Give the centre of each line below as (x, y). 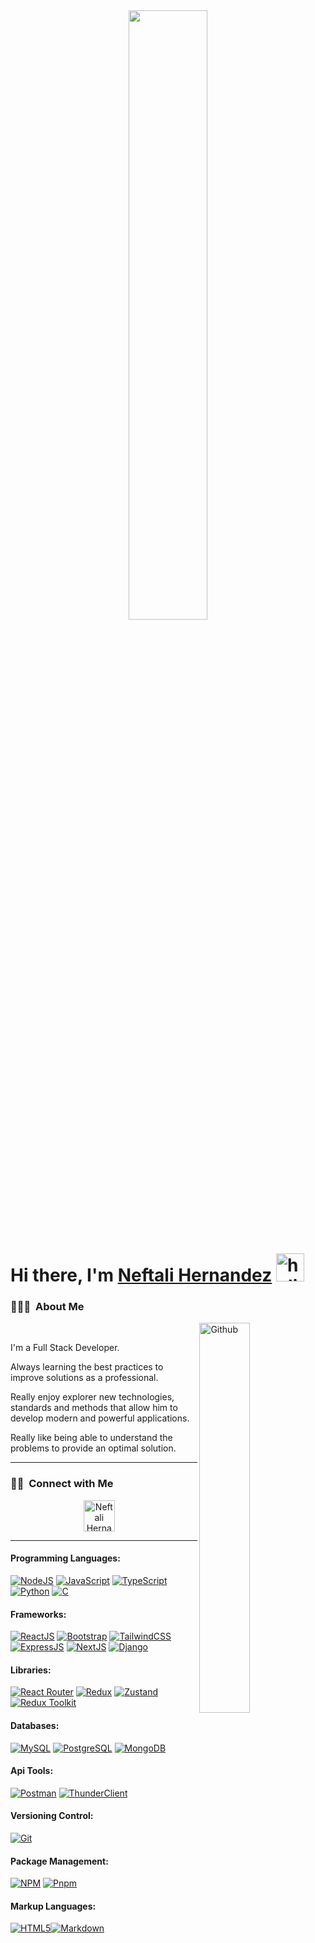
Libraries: (31, 1670)
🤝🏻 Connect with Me (62, 1484)
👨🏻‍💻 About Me (47, 1307)
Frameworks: (38, 1614)
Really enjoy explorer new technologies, (92, 1397)
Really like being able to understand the (91, 1438)
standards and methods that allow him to (94, 1408)
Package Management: (59, 1861)
